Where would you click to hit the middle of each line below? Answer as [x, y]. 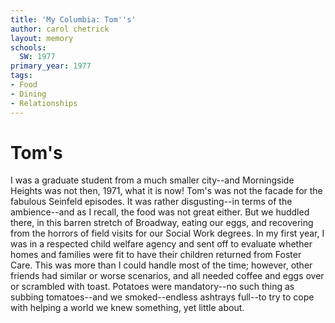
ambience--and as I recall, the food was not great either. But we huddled [160, 212]
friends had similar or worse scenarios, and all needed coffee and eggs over [167, 276]
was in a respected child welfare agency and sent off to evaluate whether [161, 244]
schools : [28, 47]
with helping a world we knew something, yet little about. [127, 308]
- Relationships [44, 103]
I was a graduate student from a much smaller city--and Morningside [152, 180]
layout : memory [42, 38]
